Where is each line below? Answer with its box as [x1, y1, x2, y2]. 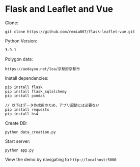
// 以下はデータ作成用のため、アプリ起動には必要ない [5, 102, 100, 108]
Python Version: [5, 38, 38, 44]
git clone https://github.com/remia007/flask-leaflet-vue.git [5, 29, 135, 34]
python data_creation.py [5, 130, 56, 134]
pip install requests [5, 107, 50, 112]
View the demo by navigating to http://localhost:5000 [5, 156, 117, 162]
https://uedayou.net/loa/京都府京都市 [5, 67, 80, 71]
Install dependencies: [5, 75, 49, 81]
